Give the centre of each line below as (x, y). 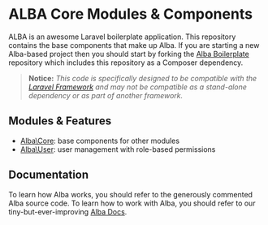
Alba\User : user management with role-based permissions (118, 149)
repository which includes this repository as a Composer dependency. (126, 63)
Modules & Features (60, 121)
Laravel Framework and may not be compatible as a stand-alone (138, 87)
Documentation (49, 175)
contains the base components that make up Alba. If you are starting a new (134, 45)
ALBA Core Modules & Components (131, 14)
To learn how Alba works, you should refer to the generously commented (131, 194)
